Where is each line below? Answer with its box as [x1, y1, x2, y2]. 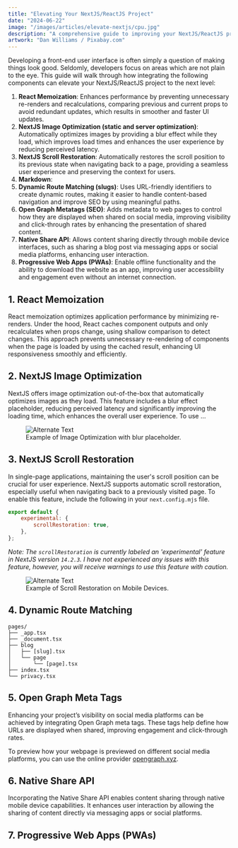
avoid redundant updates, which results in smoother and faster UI [18, 108, 209, 116]
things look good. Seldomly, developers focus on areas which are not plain [8, 64, 225, 72]
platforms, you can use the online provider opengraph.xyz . [8, 755, 179, 763]
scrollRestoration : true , [33, 522, 110, 529]
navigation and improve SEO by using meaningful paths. [18, 197, 182, 206]
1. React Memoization [8, 293, 105, 305]
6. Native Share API [8, 774, 95, 786]
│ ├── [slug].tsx [8, 648, 66, 655]
